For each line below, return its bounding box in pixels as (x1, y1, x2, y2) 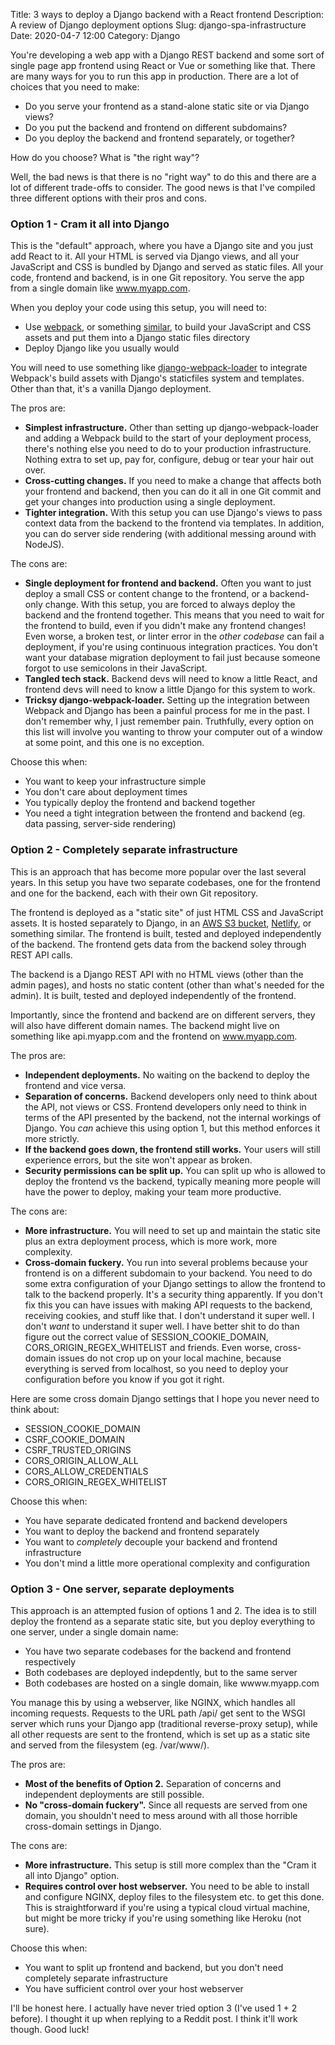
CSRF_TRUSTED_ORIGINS (24, 1444, 132, 1456)
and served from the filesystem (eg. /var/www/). (10, 1739, 210, 1751)
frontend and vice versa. (24, 1079, 127, 1091)
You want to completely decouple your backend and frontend (24, 1535, 278, 1548)
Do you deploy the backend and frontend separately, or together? (24, 132, 295, 144)
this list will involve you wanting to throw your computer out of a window (24, 726, 323, 738)
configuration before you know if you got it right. (24, 1373, 225, 1385)
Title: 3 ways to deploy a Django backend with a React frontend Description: (10, 9, 324, 20)
